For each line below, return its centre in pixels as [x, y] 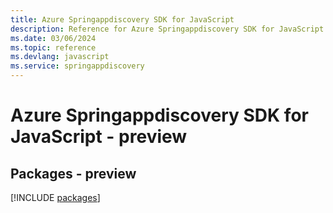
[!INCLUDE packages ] [55, 197]
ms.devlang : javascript [60, 57]
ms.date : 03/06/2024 [53, 38]
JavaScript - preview [99, 137]
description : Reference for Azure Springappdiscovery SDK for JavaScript [167, 29]
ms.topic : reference [53, 47]
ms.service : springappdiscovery [77, 66]
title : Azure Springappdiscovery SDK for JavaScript [122, 19]
